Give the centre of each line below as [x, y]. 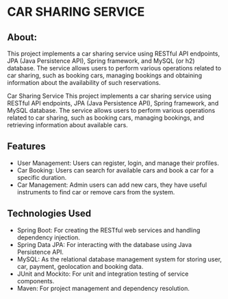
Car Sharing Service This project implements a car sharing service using [109, 96]
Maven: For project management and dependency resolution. [103, 288]
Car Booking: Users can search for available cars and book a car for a [115, 170]
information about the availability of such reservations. [84, 82]
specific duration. [42, 177]
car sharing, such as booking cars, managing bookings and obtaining [104, 75]
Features [26, 147]
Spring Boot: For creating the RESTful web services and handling [109, 230]
